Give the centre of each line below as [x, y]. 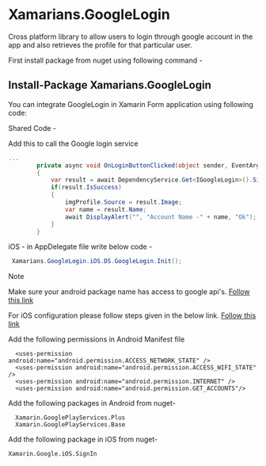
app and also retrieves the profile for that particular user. [100, 44]
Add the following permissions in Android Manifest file [97, 339]
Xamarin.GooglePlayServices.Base [70, 425]
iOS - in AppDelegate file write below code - [80, 246]
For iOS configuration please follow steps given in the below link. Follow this [132, 315]
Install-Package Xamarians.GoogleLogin [110, 85]
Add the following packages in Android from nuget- [92, 403]
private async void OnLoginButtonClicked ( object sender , [132, 165]
